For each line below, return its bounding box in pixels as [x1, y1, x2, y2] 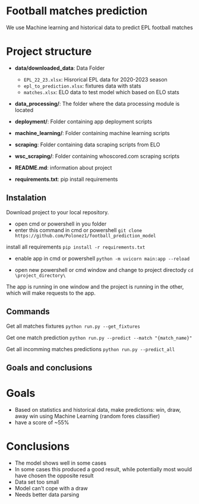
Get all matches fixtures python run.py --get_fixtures [6, 323, 141, 330]
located [14, 106, 34, 114]
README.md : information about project [14, 164, 112, 171]
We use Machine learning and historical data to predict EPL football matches [6, 24, 193, 31]
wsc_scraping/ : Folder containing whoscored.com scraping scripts [14, 152, 180, 159]
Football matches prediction [6, 4, 148, 18]
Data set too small [14, 478, 59, 486]
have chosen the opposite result [14, 472, 94, 479]
